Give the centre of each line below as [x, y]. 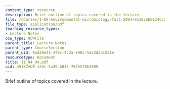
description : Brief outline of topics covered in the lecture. [73, 15]
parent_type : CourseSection [35, 48]
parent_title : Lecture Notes [36, 43]
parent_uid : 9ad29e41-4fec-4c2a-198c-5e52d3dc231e [60, 52]
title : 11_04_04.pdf [27, 62]
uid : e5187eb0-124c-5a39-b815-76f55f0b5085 [52, 67]
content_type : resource [30, 10]
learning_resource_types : [32, 29]
